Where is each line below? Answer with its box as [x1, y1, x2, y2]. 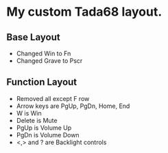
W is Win [16, 109, 42, 117]
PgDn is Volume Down [16, 130, 80, 139]
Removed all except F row [16, 94, 90, 102]
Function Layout [6, 76, 77, 88]
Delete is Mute [16, 116, 58, 124]
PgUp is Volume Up [16, 124, 72, 132]
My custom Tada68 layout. [6, 4, 163, 20]
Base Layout [6, 31, 60, 43]
